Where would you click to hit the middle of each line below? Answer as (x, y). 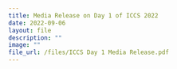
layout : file (30, 30)
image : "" (25, 45)
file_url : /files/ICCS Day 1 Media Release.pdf (89, 52)
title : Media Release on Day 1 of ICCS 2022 (83, 15)
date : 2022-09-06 (37, 23)
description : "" (35, 38)
